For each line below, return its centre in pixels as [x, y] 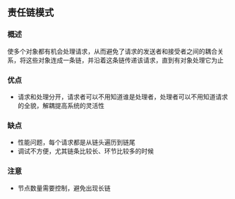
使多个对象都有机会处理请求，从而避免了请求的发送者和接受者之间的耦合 [112, 51]
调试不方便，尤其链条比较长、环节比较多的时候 [85, 151]
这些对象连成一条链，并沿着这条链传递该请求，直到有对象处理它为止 [125, 60]
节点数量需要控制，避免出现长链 [64, 188]
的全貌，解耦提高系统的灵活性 [61, 105]
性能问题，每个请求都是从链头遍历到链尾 [76, 143]
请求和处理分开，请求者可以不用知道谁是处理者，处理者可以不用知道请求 [122, 97]
